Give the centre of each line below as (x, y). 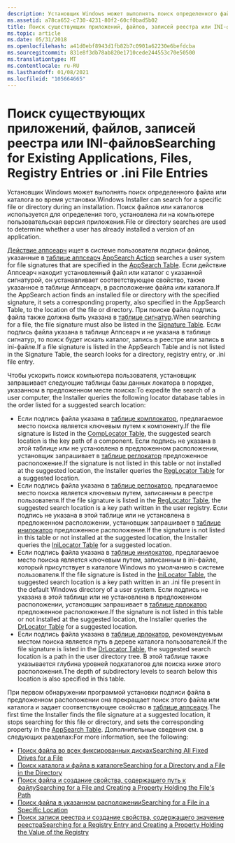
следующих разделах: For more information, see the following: (98, 737)
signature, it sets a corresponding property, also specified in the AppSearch (116, 302)
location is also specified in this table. (71, 679)
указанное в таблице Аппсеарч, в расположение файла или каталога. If (114, 288)
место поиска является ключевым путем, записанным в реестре (115, 493)
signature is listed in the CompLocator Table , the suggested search (114, 434)
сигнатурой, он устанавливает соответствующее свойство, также (106, 280)
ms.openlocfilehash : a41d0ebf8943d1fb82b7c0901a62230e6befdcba (101, 46)
